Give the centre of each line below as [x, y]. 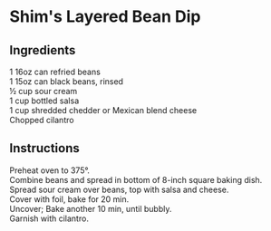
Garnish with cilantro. [49, 218]
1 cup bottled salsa [44, 101]
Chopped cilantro [42, 120]
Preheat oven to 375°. [50, 170]
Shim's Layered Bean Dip [105, 17]
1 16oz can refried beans [55, 72]
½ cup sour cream [44, 91]
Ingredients [43, 50]
